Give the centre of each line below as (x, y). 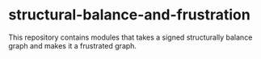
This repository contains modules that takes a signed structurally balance (130, 37)
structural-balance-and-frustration (129, 15)
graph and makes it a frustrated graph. (73, 45)
